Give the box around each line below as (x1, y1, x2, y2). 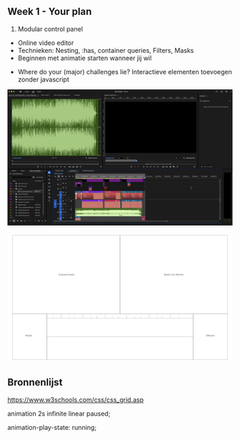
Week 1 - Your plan (7, 6, 92, 18)
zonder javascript (17, 75, 69, 84)
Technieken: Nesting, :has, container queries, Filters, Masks (17, 46, 194, 54)
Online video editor (17, 39, 74, 47)
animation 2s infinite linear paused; (7, 409, 111, 418)
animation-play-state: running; (7, 423, 97, 431)
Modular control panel (17, 24, 84, 33)
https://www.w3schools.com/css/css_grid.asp (7, 395, 144, 404)
